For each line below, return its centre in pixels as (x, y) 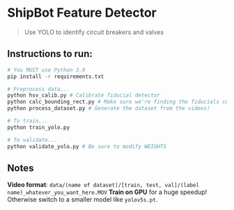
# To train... (28, 121)
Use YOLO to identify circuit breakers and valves (94, 32)
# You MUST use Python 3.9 (46, 70)
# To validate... (32, 140)
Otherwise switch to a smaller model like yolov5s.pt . (83, 200)
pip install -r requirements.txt (56, 76)
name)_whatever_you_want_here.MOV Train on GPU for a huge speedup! (107, 192)
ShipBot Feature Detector (82, 13)
